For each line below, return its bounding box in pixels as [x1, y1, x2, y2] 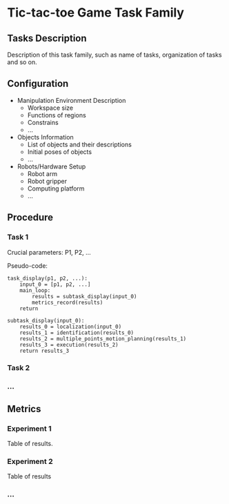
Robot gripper [27, 177, 68, 185]
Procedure [7, 212, 54, 224]
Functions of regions [27, 110, 86, 119]
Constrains [27, 118, 59, 126]
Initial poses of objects [27, 147, 92, 156]
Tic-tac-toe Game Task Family [7, 5, 185, 21]
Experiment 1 [7, 423, 52, 433]
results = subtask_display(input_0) [32, 293, 137, 300]
